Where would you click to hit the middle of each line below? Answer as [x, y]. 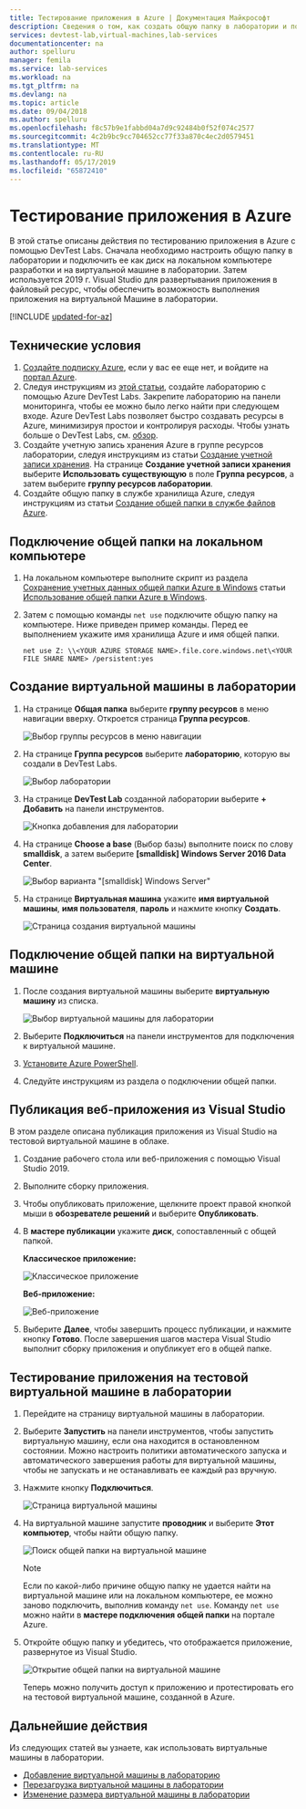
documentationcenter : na [56, 43]
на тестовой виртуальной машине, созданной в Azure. [128, 1697]
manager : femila [40, 60]
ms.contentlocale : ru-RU [56, 153]
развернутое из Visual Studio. [80, 1652]
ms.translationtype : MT [55, 145]
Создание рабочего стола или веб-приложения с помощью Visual [151, 1159]
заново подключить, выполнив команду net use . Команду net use [151, 1606]
